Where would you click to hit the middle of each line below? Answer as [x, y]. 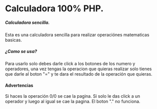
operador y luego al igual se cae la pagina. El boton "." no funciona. [73, 102]
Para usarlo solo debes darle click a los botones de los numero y [70, 64]
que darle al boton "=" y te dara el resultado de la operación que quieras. [79, 74]
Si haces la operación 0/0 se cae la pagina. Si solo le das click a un [73, 96]
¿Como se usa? [21, 51]
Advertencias [19, 85]
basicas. [13, 40]
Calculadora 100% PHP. [54, 9]
